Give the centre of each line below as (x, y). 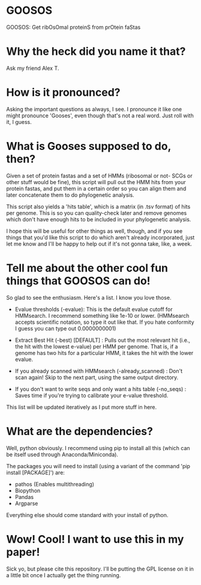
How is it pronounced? (63, 92)
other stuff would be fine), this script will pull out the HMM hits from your (96, 182)
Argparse (26, 503)
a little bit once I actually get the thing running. (64, 575)
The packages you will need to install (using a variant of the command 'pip (98, 466)
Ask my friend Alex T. (33, 68)
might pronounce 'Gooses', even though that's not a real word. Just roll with (100, 116)
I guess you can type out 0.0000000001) (65, 328)
